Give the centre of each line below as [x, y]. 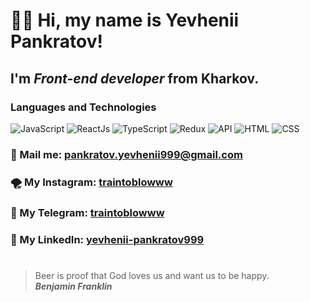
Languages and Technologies [83, 107]
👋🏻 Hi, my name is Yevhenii [125, 20]
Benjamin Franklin [73, 286]
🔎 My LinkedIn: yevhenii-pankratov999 [107, 239]
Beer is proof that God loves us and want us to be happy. [152, 275]
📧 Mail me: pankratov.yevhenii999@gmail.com [126, 154]
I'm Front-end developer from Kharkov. [135, 78]
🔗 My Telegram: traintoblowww [87, 212]
